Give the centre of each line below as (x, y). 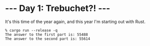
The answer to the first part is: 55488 (47, 34)
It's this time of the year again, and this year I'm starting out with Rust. (75, 22)
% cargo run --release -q (31, 30)
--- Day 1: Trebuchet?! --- (58, 8)
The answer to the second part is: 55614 (48, 39)
